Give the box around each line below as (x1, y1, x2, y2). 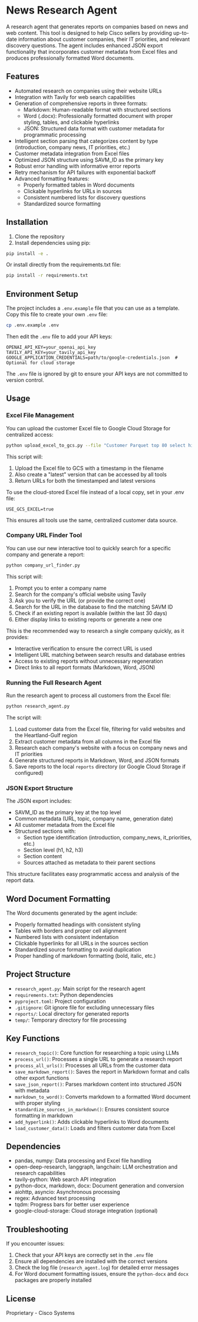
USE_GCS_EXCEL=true (6, 506, 54, 512)
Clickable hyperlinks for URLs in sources (23, 187, 122, 195)
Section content (23, 853, 62, 860)
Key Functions (6, 1033, 60, 1043)
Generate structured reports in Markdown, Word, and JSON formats (14, 757, 180, 764)
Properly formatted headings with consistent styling (14, 921, 141, 928)
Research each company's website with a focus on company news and (14, 744, 187, 751)
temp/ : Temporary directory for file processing (14, 1016, 127, 1023)
